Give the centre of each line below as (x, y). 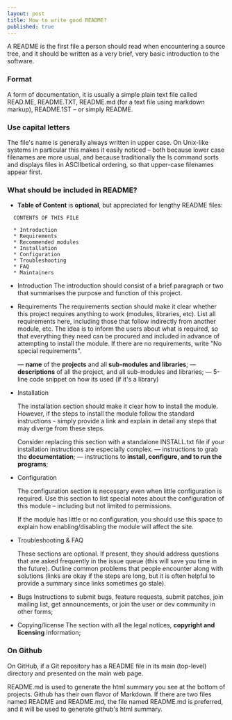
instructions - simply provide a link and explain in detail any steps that (117, 421)
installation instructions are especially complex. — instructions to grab (118, 449)
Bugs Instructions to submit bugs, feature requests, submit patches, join (120, 597)
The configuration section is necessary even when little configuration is (119, 491)
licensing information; (49, 633)
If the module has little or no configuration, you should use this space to (120, 519)
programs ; (33, 464)
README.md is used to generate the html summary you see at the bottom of (116, 687)
